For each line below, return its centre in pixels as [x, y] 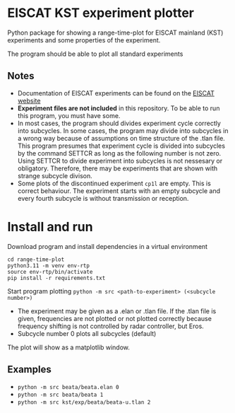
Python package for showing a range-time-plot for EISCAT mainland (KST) [115, 33]
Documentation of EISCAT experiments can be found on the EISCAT [116, 93]
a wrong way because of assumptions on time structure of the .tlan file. [121, 138]
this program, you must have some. [69, 115]
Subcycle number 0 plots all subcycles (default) [87, 333]
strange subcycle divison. [55, 175]
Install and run [50, 227]
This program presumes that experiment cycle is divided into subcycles [121, 146]
